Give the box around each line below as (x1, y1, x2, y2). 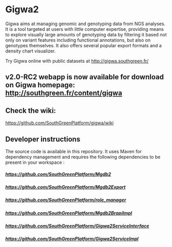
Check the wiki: (5, 106, 56, 115)
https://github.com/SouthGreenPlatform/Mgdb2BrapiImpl (5, 210, 132, 216)
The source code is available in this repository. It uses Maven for (5, 148, 142, 155)
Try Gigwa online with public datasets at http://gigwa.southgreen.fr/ (5, 58, 149, 64)
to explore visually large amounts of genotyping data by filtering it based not (5, 31, 167, 37)
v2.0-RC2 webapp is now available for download (5, 73, 164, 82)
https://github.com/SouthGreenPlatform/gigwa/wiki (5, 120, 114, 126)
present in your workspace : (5, 159, 65, 165)
